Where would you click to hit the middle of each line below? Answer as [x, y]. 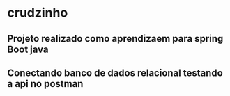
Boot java [28, 49]
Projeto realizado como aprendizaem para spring [115, 39]
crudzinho [38, 13]
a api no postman [45, 84]
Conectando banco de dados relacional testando [115, 73]
